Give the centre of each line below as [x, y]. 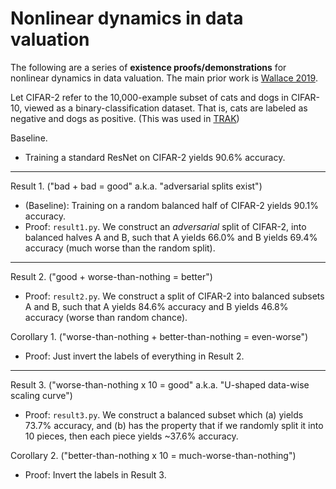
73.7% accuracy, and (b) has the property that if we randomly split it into [174, 425]
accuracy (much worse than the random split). [120, 248]
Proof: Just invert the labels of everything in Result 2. [134, 356]
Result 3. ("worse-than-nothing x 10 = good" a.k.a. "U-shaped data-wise [160, 384]
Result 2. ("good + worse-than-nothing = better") [111, 276]
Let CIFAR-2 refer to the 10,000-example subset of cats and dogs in [149, 97]
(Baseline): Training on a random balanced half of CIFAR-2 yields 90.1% [171, 205]
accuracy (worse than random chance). [106, 317]
